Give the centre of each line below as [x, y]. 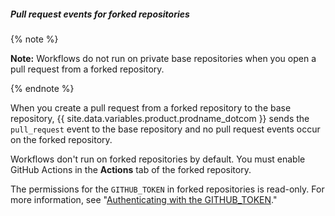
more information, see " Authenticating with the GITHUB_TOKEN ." [144, 199]
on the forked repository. [61, 139]
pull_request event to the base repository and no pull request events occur [165, 129]
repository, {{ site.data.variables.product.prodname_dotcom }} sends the [160, 118]
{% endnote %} [42, 88]
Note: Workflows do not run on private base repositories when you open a [163, 58]
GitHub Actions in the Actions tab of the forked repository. [131, 169]
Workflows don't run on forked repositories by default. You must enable [158, 159]
